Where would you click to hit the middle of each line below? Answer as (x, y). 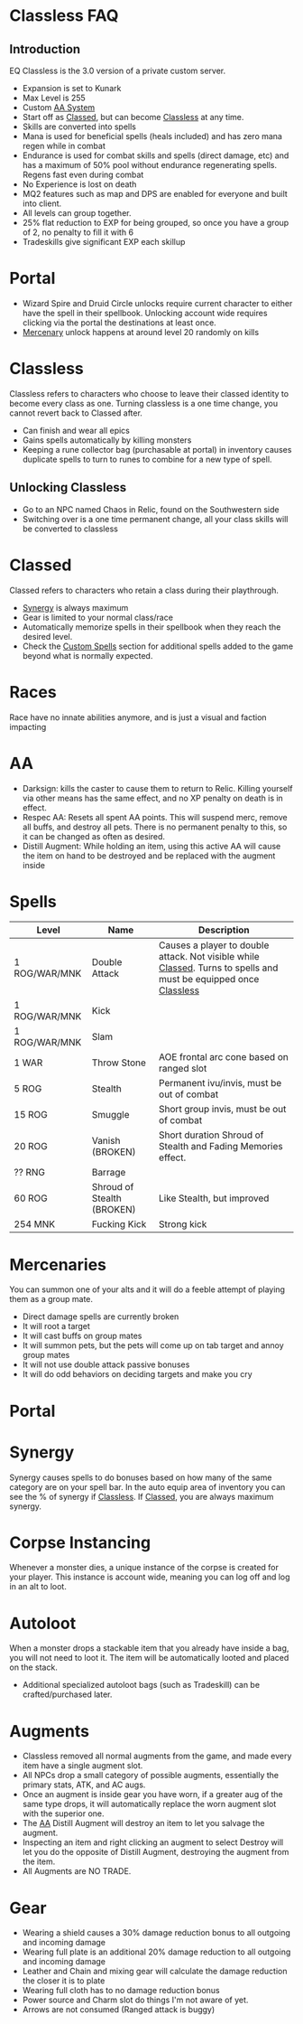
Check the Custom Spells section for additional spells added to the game (158, 646)
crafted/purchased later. (67, 1694)
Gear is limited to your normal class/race (98, 617)
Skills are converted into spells (79, 126)
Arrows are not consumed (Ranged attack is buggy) (119, 2010)
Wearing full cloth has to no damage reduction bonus (121, 1991)
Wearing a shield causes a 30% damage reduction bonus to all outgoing (156, 1933)
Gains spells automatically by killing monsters (107, 440)
